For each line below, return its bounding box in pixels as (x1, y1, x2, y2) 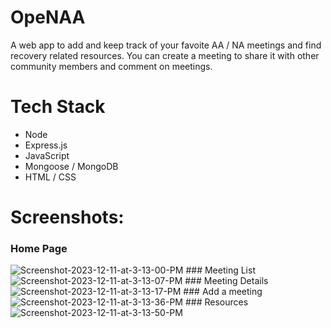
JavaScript (24, 149, 70, 161)
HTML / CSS (24, 171, 77, 183)
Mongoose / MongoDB (24, 160, 119, 172)
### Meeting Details (184, 275, 269, 287)
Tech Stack (10, 96, 106, 118)
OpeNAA (10, 6, 86, 29)
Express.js (24, 139, 68, 151)
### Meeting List (185, 264, 256, 276)
